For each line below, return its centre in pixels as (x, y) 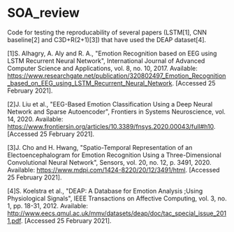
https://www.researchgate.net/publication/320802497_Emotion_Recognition (117, 76)
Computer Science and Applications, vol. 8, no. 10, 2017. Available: (102, 68)
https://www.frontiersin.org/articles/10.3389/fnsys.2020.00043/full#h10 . (111, 126)
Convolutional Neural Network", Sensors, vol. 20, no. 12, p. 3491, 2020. (109, 162)
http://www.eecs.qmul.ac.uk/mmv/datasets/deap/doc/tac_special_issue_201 (117, 213)
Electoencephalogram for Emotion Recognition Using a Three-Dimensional (114, 155)
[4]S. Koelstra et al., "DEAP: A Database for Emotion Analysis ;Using (105, 191)
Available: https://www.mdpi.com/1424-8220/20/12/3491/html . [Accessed (114, 170)
